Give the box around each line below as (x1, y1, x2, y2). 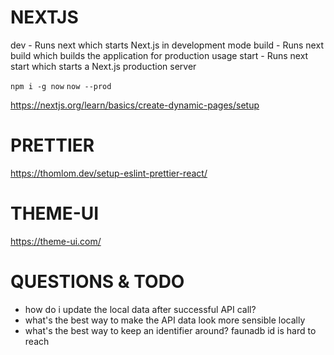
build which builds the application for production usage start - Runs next (10, 49, 309, 61)
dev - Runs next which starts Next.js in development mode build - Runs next (10, 39, 324, 51)
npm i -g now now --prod (10, 81, 112, 91)
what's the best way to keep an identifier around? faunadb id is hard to (24, 324, 317, 336)
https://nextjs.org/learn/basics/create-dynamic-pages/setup (10, 99, 260, 111)
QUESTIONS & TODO (10, 271, 185, 293)
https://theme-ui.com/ (10, 235, 102, 247)
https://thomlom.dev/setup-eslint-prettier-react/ (10, 167, 208, 179)
